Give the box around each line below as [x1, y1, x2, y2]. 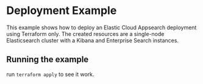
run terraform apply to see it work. [6, 71, 94, 78]
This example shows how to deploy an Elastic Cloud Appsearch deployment [6, 24, 197, 31]
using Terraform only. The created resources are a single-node [6, 30, 165, 37]
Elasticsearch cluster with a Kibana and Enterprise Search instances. [6, 37, 179, 44]
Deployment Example [6, 4, 117, 18]
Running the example [6, 54, 89, 65]
